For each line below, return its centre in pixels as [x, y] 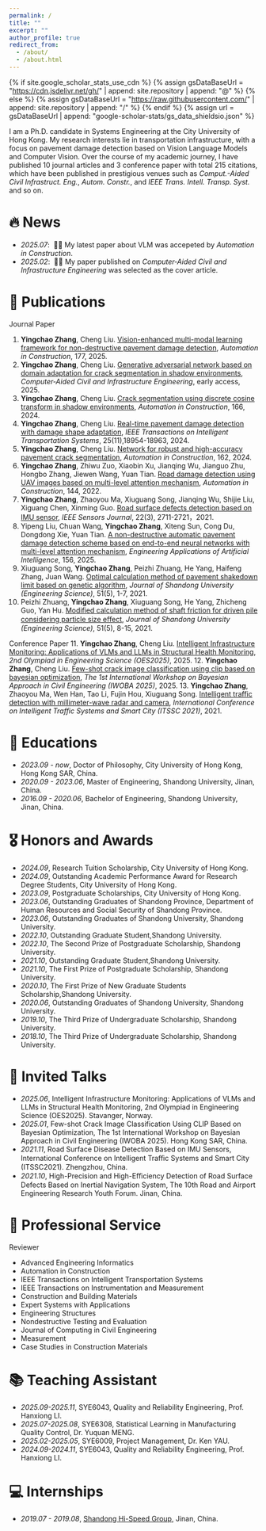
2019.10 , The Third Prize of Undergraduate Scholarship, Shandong [128, 1019]
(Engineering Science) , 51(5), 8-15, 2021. [87, 628]
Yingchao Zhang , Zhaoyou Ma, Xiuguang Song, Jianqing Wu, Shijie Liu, [137, 499]
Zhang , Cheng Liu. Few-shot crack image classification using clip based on [132, 668]
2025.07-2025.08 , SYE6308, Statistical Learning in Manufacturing [128, 1424]
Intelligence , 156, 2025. [58, 559]
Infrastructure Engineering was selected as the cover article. [119, 269]
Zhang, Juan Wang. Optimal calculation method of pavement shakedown [139, 576]
